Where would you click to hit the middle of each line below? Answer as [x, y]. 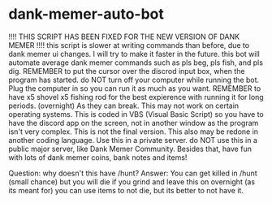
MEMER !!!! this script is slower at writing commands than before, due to [129, 45]
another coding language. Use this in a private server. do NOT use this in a [133, 140]
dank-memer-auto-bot [86, 14]
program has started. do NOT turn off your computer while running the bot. [134, 80]
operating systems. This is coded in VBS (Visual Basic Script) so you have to [136, 114]
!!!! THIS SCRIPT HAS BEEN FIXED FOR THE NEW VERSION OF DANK [124, 37]
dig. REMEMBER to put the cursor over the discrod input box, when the [127, 71]
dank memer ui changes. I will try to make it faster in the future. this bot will [134, 54]
